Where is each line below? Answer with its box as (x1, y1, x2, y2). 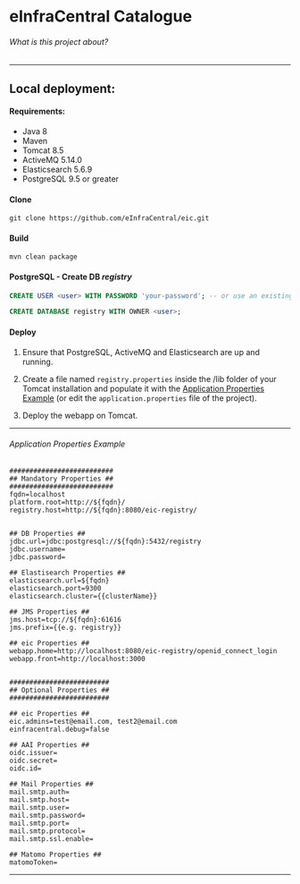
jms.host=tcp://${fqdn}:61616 (9, 615, 122, 624)
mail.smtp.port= (9, 819, 70, 828)
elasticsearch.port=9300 (9, 583, 102, 592)
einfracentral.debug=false (9, 725, 110, 734)
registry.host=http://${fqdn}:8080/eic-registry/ (9, 506, 198, 514)
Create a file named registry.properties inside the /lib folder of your (21, 373, 277, 384)
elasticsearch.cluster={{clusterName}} (9, 591, 158, 600)
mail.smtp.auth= (9, 787, 70, 796)
